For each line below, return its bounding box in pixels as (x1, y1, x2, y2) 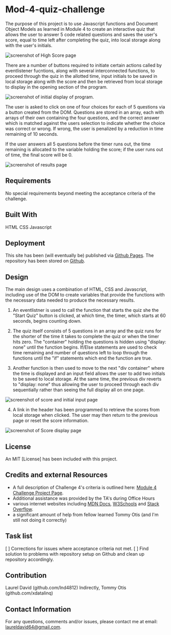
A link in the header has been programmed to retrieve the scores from (12, 407, 160, 413)
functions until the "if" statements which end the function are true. (12, 355, 152, 362)
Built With (5, 210, 37, 219)
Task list (5, 532, 33, 541)
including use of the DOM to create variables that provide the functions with (5, 292, 165, 298)
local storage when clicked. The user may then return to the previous (12, 412, 158, 418)
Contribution (5, 571, 47, 580)
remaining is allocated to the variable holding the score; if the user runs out (5, 146, 163, 152)
